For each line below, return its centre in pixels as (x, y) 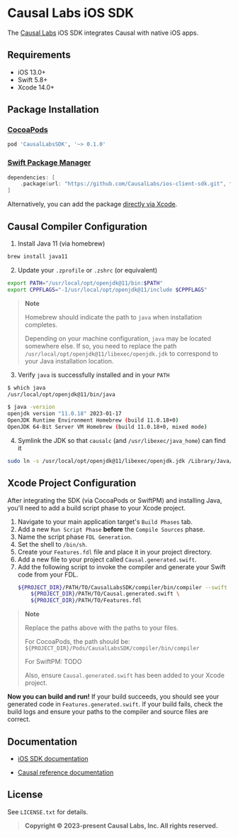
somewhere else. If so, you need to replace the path (101, 346)
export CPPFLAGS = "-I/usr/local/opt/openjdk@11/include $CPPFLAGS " (107, 290)
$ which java (27, 388)
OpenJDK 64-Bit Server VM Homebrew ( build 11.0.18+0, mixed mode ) (107, 427)
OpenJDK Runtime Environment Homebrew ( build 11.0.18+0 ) (93, 420)
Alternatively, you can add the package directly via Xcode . (92, 204)
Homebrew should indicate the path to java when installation (113, 317)
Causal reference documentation (66, 772)
